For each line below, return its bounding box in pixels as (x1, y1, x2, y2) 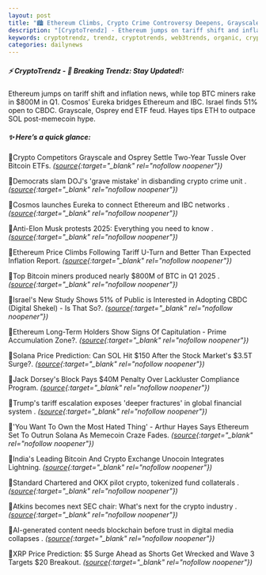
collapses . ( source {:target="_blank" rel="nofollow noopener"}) (8, 534, 215, 543)
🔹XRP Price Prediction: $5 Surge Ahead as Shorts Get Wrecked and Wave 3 (8, 549, 255, 558)
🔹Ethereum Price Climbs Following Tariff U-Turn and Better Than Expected (8, 248, 251, 257)
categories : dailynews (8, 41, 83, 49)
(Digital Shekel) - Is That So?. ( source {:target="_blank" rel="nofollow (8, 304, 234, 313)
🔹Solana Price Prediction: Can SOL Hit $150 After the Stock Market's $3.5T (8, 351, 253, 361)
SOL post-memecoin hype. (8, 114, 97, 123)
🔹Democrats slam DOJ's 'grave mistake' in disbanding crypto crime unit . (8, 176, 247, 186)
